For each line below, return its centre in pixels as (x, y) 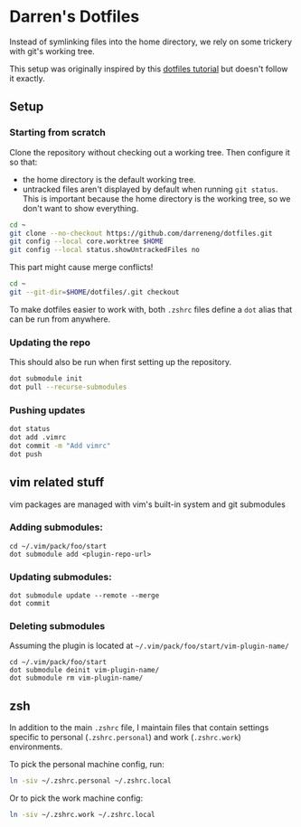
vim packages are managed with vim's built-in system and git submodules (148, 504)
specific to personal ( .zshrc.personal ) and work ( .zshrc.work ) (125, 738)
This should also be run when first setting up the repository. (121, 362)
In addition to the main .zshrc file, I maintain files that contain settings (139, 728)
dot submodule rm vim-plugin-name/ (76, 678)
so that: (24, 162)
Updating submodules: (61, 577)
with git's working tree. (52, 51)
